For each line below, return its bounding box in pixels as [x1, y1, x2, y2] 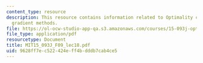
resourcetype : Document [6, 37, 66, 43]
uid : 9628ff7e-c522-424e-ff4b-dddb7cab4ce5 [6, 48, 118, 54]
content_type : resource [6, 8, 66, 15]
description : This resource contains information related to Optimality [6, 14, 193, 20]
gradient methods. [11, 20, 59, 26]
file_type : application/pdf [6, 31, 77, 37]
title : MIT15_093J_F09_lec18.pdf [6, 43, 91, 49]
